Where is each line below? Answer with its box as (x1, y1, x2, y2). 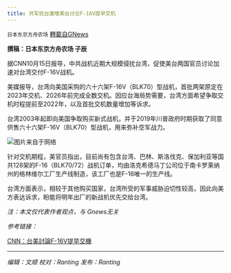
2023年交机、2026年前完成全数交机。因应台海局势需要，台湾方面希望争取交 (7, 91, 224, 99)
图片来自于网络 (14, 137, 56, 145)
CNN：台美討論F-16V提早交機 (7, 236, 92, 245)
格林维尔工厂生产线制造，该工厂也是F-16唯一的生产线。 (19, 170, 177, 178)
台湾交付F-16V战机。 (19, 68, 78, 76)
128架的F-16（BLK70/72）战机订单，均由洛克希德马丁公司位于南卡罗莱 (12, 161, 214, 169)
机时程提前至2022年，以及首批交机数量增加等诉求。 (7, 99, 155, 108)
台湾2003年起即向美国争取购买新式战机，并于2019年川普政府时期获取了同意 (7, 114, 223, 123)
